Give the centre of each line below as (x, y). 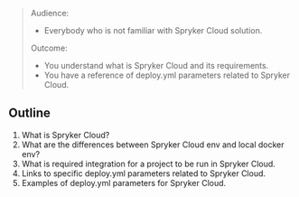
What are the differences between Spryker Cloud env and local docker (153, 145)
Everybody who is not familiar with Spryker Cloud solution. (153, 30)
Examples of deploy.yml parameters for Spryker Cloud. (124, 183)
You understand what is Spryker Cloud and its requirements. (156, 66)
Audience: (50, 13)
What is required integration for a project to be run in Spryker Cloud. (149, 164)
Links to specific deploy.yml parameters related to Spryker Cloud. (144, 173)
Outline (29, 113)
